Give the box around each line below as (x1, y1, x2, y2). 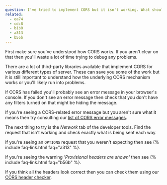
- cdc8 (9, 21, 23, 26)
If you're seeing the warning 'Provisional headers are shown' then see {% (5, 154, 157, 160)
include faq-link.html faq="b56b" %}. (5, 159, 82, 165)
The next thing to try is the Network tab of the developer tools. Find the (5, 124, 151, 130)
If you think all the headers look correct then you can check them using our (5, 169, 159, 175)
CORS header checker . (5, 174, 52, 180)
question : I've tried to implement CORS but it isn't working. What (5, 7, 150, 12)
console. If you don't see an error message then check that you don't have (5, 94, 158, 100)
